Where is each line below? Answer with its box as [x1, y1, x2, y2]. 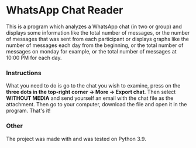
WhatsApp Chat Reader [6, 4, 123, 17]
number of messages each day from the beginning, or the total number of [6, 42, 184, 49]
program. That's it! [6, 107, 51, 115]
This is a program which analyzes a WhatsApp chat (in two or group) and [6, 23, 183, 30]
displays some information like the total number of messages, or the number [6, 29, 190, 36]
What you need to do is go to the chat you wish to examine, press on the [6, 82, 181, 89]
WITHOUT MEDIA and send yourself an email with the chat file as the [6, 95, 174, 102]
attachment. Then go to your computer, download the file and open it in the [6, 101, 187, 108]
